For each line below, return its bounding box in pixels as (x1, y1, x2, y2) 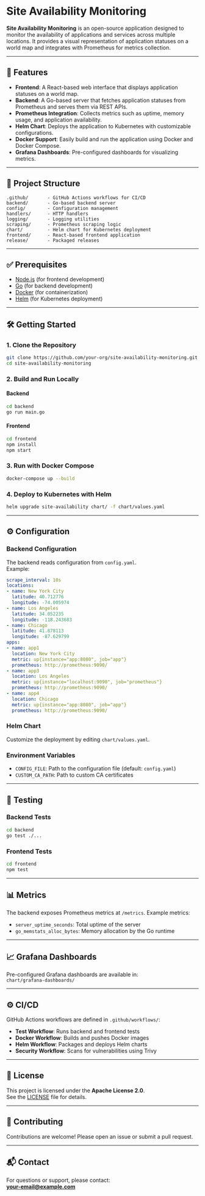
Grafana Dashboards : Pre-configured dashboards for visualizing (15, 148, 179, 156)
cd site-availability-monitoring (6, 360, 92, 366)
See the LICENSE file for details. (6, 1093, 87, 1100)
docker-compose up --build (6, 475, 75, 482)
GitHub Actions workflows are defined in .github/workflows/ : (6, 1016, 160, 1023)
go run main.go (6, 409, 45, 415)
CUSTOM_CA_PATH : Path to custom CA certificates (15, 771, 134, 779)
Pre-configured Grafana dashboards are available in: (6, 971, 138, 978)
